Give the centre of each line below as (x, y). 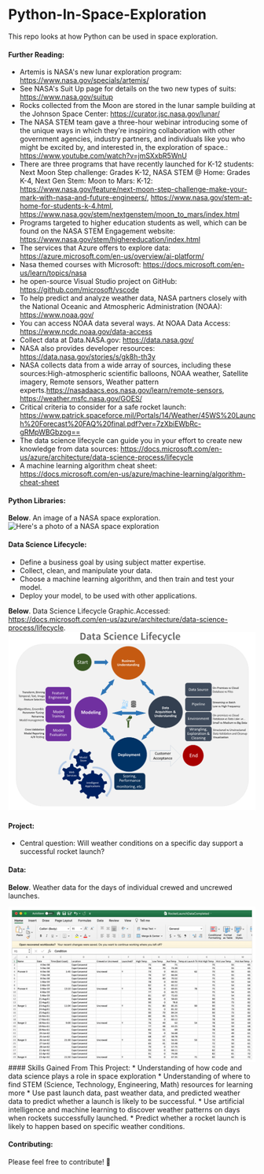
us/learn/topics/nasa (53, 273)
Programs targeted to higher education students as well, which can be (133, 223)
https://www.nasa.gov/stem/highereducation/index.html (110, 240)
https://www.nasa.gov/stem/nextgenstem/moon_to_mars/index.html (129, 214)
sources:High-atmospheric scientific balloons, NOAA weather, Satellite (134, 374)
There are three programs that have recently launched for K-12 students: (136, 164)
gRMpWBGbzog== (50, 432)
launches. (24, 896)
